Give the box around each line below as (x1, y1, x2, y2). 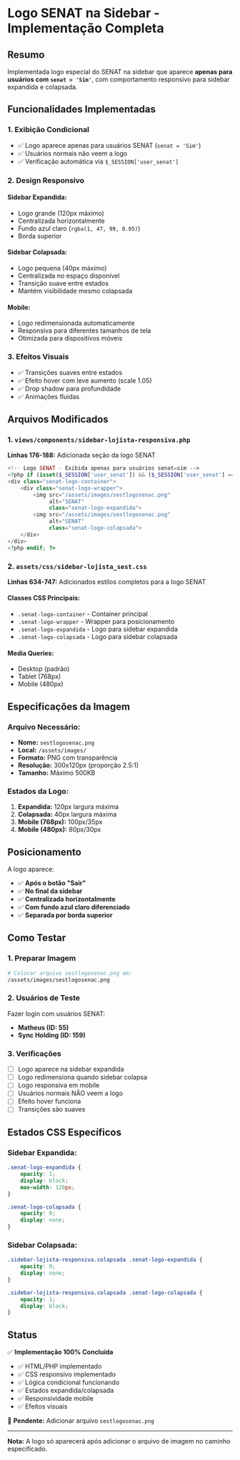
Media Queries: (7, 648, 54, 658)
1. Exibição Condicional (7, 125, 89, 135)
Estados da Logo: (7, 786, 69, 796)
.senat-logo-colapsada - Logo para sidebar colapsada (17, 633, 178, 641)
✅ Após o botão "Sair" (17, 879, 86, 887)
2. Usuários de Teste (7, 993, 81, 1003)
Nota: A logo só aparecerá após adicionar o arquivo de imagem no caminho (7, 1437, 231, 1446)
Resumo (7, 49, 45, 61)
